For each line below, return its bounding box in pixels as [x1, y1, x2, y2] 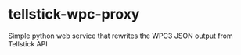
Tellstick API [8, 39, 49, 48]
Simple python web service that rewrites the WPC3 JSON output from [8, 31, 233, 40]
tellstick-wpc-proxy [8, 5, 140, 23]
